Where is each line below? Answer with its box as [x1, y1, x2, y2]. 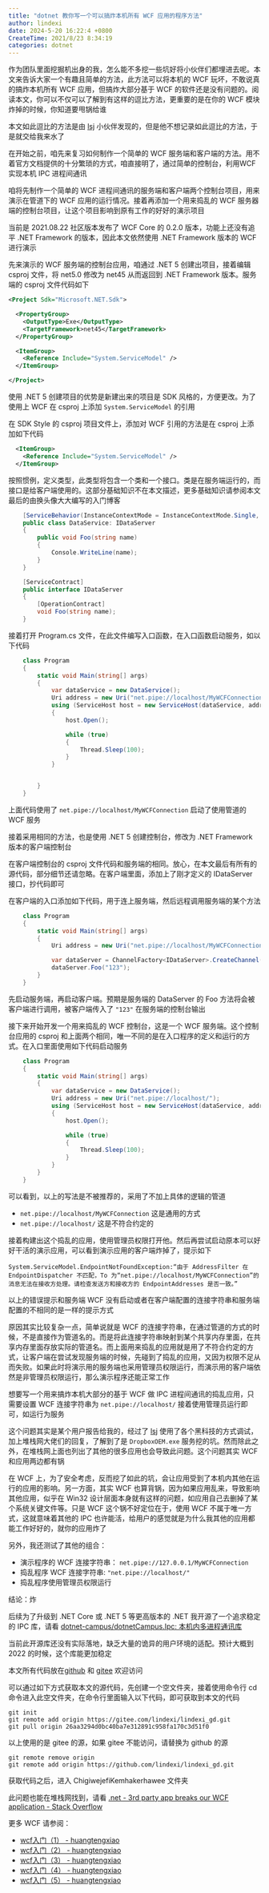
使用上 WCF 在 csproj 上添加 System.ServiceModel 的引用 [8, 402, 195, 411]
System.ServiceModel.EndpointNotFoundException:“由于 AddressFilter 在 [8, 1263, 249, 1271]
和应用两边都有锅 [8, 1456, 65, 1466]
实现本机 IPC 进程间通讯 [8, 169, 87, 179]
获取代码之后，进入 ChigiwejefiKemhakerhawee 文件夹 [8, 1775, 189, 1785]
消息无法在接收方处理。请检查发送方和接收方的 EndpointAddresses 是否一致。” [8, 1279, 239, 1288]
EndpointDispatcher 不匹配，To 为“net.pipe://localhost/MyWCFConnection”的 [8, 1271, 259, 1279]
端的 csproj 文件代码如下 [8, 280, 90, 289]
